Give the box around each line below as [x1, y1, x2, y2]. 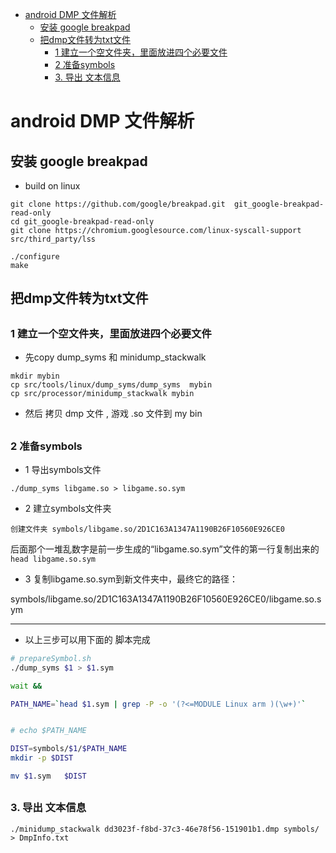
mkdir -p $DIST [10, 753, 74, 763]
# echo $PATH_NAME [10, 726, 87, 736]
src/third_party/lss [10, 234, 97, 244]
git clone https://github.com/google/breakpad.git [10, 199, 226, 209]
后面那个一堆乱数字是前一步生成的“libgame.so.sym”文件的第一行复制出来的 [10, 543, 320, 555]
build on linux [24, 180, 81, 192]
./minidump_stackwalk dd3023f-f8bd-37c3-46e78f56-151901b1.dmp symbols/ [10, 824, 320, 834]
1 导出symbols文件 [24, 463, 102, 475]
